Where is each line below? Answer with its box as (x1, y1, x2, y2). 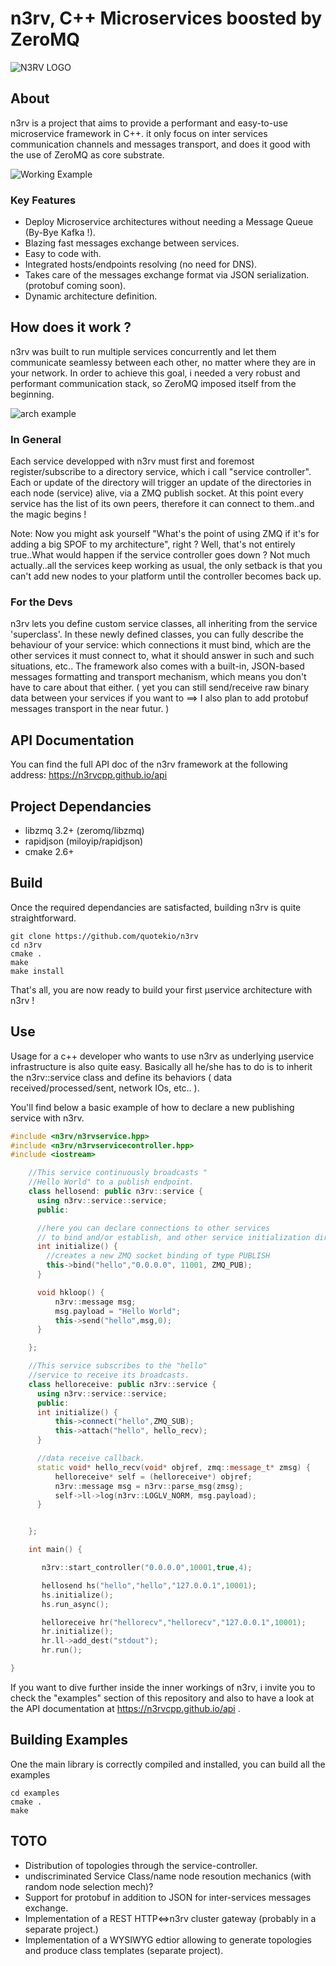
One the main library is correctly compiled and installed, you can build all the (10, 1758, 326, 1770)
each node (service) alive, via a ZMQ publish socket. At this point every (10, 487, 304, 499)
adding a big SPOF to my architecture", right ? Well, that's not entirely (10, 538, 296, 551)
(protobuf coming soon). (24, 280, 127, 292)
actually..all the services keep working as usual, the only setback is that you (10, 560, 323, 572)
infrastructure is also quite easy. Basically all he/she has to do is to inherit (10, 1060, 313, 1072)
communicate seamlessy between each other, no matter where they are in (10, 356, 317, 368)
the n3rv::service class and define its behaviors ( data (10, 1071, 233, 1083)
